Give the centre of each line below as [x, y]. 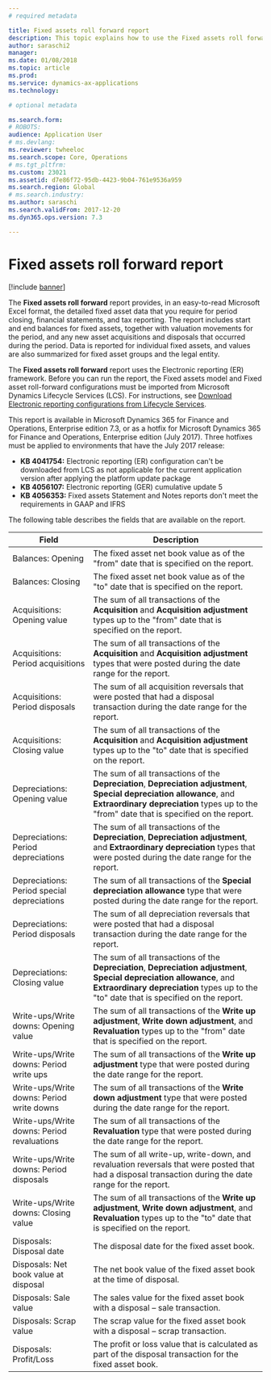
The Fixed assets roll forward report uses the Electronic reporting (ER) [126, 369]
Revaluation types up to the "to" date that [172, 1218]
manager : [23, 53]
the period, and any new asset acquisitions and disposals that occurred [127, 337]
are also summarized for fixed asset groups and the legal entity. [114, 354]
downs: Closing [42, 1213]
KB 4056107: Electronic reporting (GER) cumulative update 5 [121, 486]
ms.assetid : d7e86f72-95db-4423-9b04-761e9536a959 [95, 180]
